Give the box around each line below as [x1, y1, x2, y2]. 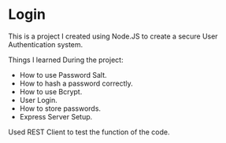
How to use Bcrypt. [19, 86, 83, 96]
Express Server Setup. [19, 112, 93, 121]
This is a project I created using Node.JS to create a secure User [8, 31, 218, 41]
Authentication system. [8, 39, 83, 49]
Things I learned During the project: [8, 55, 124, 64]
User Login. [19, 95, 57, 104]
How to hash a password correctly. [19, 79, 133, 88]
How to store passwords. [19, 104, 101, 113]
